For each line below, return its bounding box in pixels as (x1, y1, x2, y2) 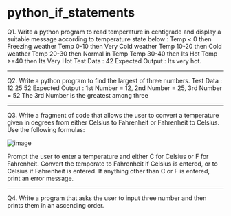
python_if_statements (7, 5, 135, 21)
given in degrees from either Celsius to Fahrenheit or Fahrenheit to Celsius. (7, 118, 220, 127)
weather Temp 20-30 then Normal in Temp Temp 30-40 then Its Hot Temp (7, 50, 218, 58)
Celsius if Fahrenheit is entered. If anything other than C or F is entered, (7, 166, 210, 175)
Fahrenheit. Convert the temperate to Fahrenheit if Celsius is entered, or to (7, 160, 218, 168)
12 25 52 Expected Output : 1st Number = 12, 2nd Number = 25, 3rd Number (7, 84, 222, 92)
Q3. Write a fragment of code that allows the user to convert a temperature (7, 111, 219, 119)
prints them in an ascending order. (7, 201, 104, 209)
